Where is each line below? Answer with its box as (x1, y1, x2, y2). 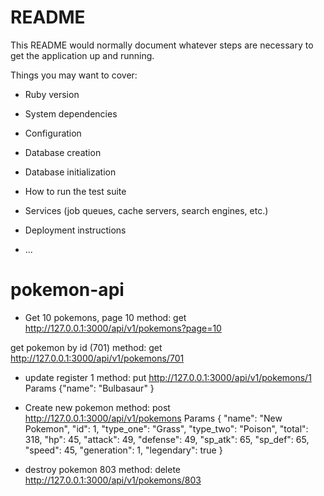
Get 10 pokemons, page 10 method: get (24, 311, 187, 323)
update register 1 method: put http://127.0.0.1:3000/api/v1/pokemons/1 (24, 371, 312, 383)
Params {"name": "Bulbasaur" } (24, 382, 155, 394)
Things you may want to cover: (10, 69, 138, 81)
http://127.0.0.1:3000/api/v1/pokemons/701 (10, 352, 185, 364)
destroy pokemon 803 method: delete (24, 463, 182, 475)
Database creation (24, 146, 102, 158)
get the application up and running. (10, 49, 155, 61)
